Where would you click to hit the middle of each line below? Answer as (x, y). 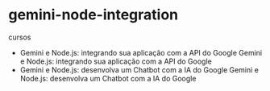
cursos (20, 37)
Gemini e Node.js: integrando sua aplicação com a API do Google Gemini (141, 52)
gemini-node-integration (93, 15)
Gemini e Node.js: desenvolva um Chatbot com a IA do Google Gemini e (139, 69)
